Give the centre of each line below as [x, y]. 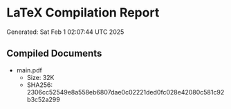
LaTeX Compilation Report [83, 13]
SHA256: [40, 85]
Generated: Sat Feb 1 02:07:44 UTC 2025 [65, 32]
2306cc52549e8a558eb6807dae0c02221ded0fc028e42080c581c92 [126, 92]
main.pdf [29, 70]
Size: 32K [40, 77]
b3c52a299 [43, 99]
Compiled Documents [54, 53]
